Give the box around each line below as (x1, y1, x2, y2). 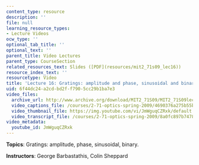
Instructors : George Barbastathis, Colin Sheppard (6, 153, 129, 159)
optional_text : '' (6, 47, 52, 53)
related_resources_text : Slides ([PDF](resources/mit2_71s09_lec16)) (6, 64, 182, 70)
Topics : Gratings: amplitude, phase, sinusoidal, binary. (6, 141, 139, 148)
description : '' (6, 14, 46, 20)
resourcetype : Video (6, 75, 57, 81)
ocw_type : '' (6, 36, 38, 42)
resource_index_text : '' (6, 69, 68, 75)
